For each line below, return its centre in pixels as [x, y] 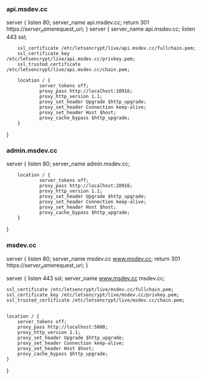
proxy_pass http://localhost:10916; [86, 91]
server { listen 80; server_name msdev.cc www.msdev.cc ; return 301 [93, 259]
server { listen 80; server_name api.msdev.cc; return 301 [78, 23]
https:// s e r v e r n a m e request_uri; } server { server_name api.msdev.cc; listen [101, 30]
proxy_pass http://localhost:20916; [86, 186]
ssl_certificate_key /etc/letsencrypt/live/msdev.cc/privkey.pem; [93, 295]
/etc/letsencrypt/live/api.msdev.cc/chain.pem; [68, 70]
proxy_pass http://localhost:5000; [63, 327]
